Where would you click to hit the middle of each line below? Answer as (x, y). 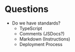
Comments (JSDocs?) (42, 33)
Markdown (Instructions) (45, 39)
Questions (26, 9)
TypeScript (31, 28)
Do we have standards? (36, 23)
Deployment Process (41, 44)
